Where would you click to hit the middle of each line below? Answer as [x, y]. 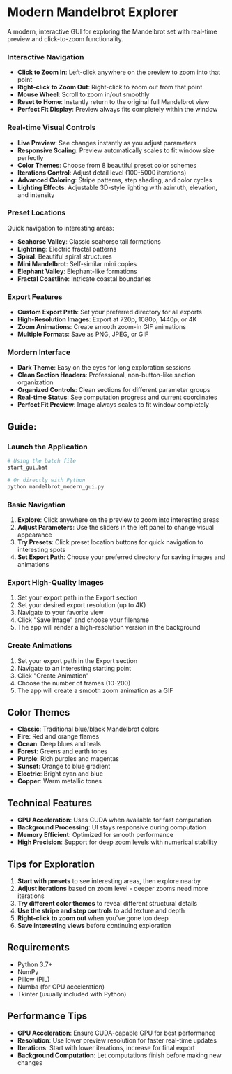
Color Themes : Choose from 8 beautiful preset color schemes [107, 165]
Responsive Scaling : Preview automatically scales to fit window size [116, 150]
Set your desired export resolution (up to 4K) [82, 605]
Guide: [22, 427]
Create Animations [40, 646]
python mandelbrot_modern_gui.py [56, 486]
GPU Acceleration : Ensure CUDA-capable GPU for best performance [116, 1033]
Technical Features [50, 803]
